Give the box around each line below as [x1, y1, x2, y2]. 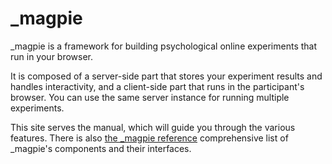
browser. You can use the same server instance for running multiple [10, 91, 290, 103]
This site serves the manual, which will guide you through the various [10, 121, 296, 133]
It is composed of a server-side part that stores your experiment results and [10, 70, 323, 82]
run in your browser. [10, 50, 94, 62]
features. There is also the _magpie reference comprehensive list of [10, 132, 289, 144]
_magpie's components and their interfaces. [10, 142, 192, 154]
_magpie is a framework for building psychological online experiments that [10, 40, 318, 52]
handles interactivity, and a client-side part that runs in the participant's [10, 80, 305, 92]
